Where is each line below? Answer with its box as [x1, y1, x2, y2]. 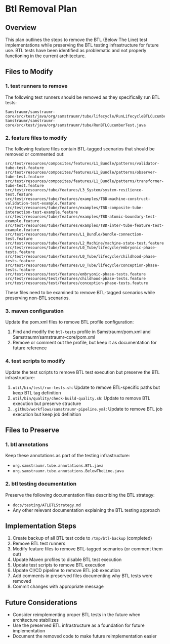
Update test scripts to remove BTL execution [12, 562, 106, 568]
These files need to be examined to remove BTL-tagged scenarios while [5, 289, 155, 295]
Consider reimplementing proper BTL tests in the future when [12, 612, 141, 618]
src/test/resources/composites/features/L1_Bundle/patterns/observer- [5, 170, 157, 175]
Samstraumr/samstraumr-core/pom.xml [12, 334, 95, 340]
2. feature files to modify [5, 134, 67, 141]
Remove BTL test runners [12, 540, 66, 547]
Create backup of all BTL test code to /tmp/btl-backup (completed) [12, 535, 152, 541]
